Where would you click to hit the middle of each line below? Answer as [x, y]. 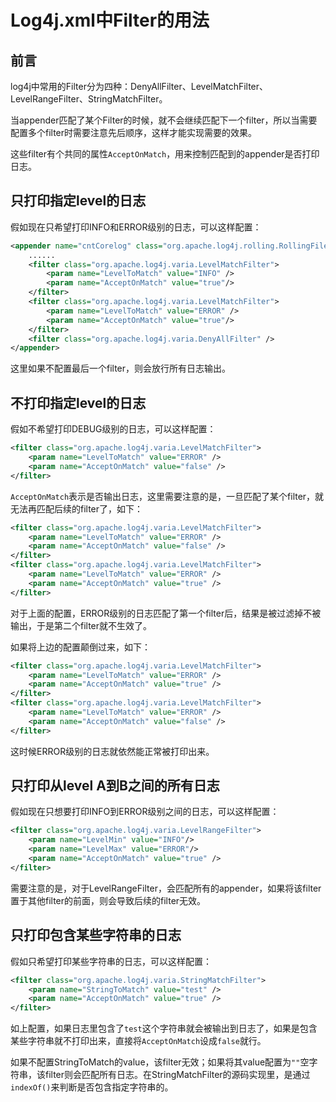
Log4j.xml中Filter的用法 [110, 20]
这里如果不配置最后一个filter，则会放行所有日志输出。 [121, 368]
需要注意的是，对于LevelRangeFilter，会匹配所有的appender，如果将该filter [166, 888]
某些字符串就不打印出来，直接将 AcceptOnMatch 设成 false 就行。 [138, 1041]
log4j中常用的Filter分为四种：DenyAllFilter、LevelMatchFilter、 [139, 86]
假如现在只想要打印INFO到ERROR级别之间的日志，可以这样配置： [145, 812]
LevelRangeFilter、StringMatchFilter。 [89, 99]
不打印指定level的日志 [78, 402]
